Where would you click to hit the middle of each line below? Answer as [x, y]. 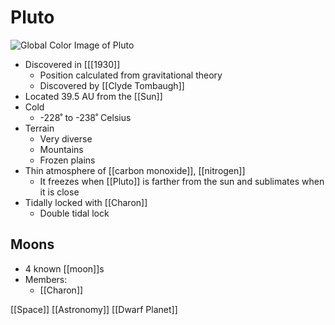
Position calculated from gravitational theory [131, 75]
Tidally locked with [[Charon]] [86, 202]
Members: [46, 279]
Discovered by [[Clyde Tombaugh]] [112, 85]
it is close [59, 192]
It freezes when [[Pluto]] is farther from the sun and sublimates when [182, 181]
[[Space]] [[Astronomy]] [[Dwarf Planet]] [94, 309]
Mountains [61, 149]
